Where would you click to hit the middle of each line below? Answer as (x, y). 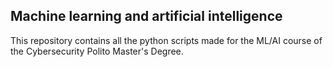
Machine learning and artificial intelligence (146, 16)
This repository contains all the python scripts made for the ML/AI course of (166, 40)
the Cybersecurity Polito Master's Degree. (97, 51)
